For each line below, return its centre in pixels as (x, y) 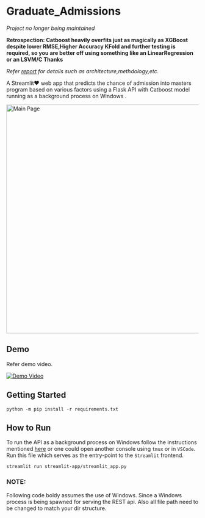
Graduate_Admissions (63, 11)
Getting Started (36, 395)
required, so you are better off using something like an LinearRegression (100, 52)
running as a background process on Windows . (67, 96)
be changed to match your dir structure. (56, 508)
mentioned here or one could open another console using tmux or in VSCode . (101, 449)
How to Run (29, 427)
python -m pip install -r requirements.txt (63, 409)
